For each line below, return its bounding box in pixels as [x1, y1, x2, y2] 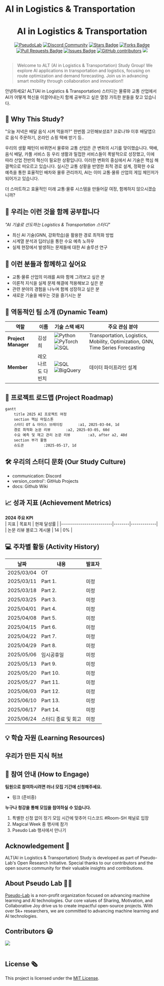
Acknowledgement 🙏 [5, 842, 70, 850]
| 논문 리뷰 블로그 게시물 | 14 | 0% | [5, 527, 73, 533]
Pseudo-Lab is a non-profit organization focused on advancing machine [5, 892, 150, 898]
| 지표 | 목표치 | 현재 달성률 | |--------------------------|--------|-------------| [5, 521, 158, 527]
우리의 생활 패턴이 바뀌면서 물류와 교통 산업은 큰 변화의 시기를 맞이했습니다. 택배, [5, 145, 159, 151]
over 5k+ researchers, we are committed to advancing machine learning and [5, 908, 159, 914]
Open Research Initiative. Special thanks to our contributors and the [17, 860, 153, 866]
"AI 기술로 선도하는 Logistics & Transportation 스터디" [5, 222, 111, 227]
